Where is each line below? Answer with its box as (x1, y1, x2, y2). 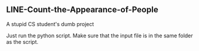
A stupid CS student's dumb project (6, 20, 94, 27)
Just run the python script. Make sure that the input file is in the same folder (6, 32, 193, 39)
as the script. (6, 38, 39, 45)
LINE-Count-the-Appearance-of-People (6, 5, 158, 15)
